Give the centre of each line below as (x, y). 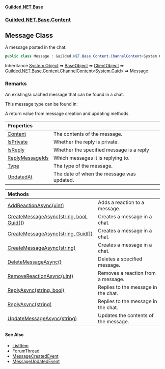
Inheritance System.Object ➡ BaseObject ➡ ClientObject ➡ (65, 66)
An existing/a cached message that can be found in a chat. (65, 94)
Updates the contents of (126, 315)
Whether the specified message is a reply (101, 150)
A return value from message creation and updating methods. (68, 114)
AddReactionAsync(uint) (36, 205)
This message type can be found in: (41, 104)
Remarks (16, 84)
